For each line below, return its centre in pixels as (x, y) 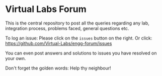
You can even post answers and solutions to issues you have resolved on (81, 53)
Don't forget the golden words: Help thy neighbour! (58, 68)
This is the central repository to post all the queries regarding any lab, (77, 23)
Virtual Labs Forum (46, 9)
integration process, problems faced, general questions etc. (67, 28)
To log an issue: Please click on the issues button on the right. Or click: (79, 38)
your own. (16, 58)
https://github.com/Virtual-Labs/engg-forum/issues (59, 43)
